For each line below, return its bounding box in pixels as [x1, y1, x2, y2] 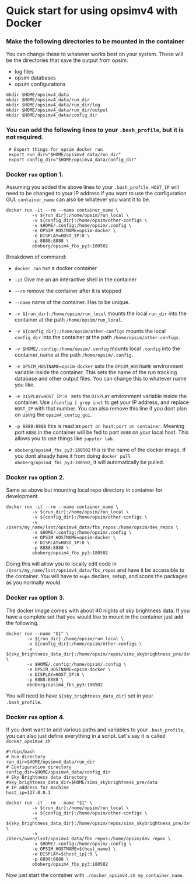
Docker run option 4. [6, 713, 65, 721]
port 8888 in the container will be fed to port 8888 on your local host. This [14, 429, 189, 436]
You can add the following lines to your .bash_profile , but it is [6, 126, 184, 134]
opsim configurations [14, 81, 66, 88]
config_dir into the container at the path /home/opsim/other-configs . [14, 334, 180, 341]
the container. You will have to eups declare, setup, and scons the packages [6, 573, 188, 580]
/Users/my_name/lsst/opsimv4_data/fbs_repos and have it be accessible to [6, 567, 185, 574]
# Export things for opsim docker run [8, 146, 103, 153]
